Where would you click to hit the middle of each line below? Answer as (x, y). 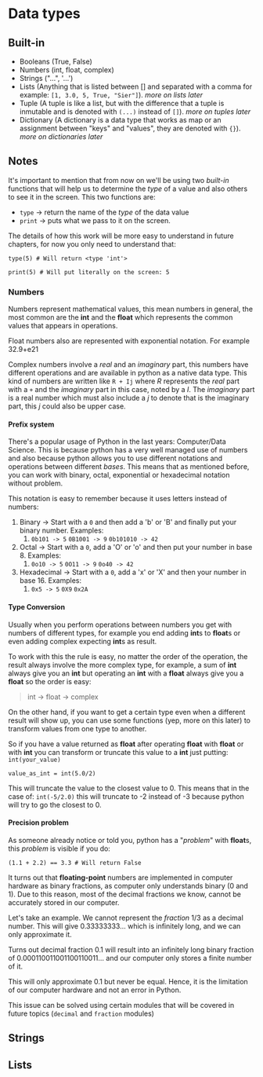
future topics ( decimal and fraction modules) (81, 1013)
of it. (16, 966)
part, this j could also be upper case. (67, 406)
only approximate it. (40, 934)
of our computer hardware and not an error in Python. (95, 990)
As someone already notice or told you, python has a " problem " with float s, (130, 840)
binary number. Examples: (61, 530)
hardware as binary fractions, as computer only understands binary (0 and (128, 885)
